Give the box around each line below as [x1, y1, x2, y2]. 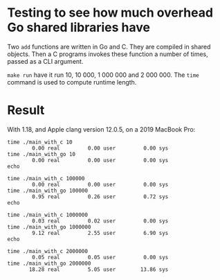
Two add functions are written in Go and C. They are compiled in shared [7, 42, 211, 51]
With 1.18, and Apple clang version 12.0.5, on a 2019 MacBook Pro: [7, 125, 196, 133]
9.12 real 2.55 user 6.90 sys [32, 229, 169, 236]
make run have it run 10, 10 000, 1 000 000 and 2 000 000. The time [7, 71, 199, 79]
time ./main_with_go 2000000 [7, 260, 91, 267]
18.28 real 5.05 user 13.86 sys [28, 265, 169, 273]
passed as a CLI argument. [7, 57, 84, 65]
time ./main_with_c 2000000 [7, 247, 89, 254]
